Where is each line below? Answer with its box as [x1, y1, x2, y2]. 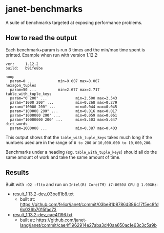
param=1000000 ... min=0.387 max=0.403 [10, 126, 118, 131]
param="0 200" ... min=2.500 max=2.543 [10, 95, 118, 101]
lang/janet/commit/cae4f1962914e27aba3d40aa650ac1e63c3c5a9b [20, 222, 157, 228]
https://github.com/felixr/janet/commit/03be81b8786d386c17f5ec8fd [20, 201, 159, 207]
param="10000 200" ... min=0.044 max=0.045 [10, 104, 118, 109]
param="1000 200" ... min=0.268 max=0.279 [10, 100, 118, 105]
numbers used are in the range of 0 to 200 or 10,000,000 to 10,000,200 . [5, 140, 152, 145]
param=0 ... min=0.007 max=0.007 [10, 78, 100, 84]
